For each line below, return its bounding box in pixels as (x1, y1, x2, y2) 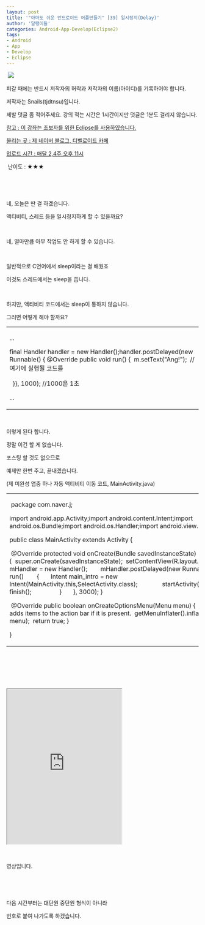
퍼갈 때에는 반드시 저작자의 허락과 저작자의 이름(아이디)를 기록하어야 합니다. (6, 85, 186, 92)
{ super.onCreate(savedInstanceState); (9, 557, 123, 565)
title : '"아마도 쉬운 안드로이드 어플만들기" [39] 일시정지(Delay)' (6, 15, 160, 21)
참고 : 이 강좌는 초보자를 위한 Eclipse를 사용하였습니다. (6, 124, 137, 131)
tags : (6, 32, 20, 38)
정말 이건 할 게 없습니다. (6, 440, 63, 448)
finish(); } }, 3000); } (9, 587, 103, 596)
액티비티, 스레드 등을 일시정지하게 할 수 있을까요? (6, 213, 123, 220)
